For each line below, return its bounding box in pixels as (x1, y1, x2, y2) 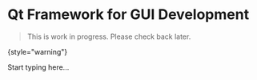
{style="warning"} (7, 47, 68, 56)
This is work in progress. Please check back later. (26, 32, 191, 41)
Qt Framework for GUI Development (7, 6, 250, 24)
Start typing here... (7, 62, 70, 72)
